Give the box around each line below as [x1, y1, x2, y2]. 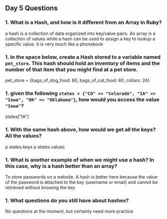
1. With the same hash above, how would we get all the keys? [5, 126, 156, 133]
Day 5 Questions [5, 4, 58, 12]
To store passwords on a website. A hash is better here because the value [5, 173, 157, 179]
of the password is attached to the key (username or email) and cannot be [5, 179, 158, 185]
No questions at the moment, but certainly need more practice [5, 208, 133, 214]
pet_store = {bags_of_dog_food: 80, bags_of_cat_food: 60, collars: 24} [5, 77, 150, 83]
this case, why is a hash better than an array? [5, 162, 117, 169]
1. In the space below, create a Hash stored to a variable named [5, 53, 161, 60]
